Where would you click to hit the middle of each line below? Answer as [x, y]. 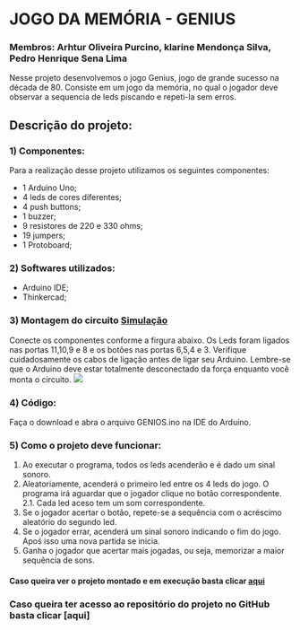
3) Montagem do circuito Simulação [89, 320]
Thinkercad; [44, 297]
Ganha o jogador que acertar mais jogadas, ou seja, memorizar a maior [153, 551]
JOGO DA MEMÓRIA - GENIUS [123, 19]
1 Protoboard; [47, 245]
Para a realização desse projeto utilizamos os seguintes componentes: [140, 171]
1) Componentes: [47, 151]
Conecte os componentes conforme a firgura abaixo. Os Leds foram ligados [150, 340]
